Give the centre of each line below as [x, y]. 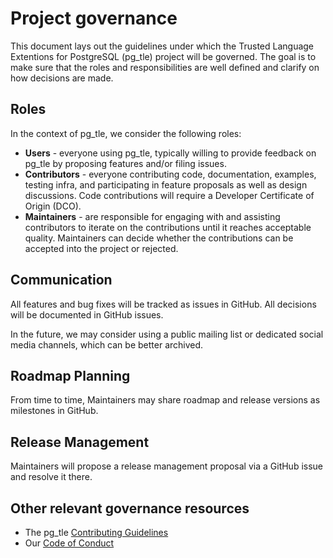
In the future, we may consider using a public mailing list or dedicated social [167, 334]
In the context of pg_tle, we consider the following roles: [126, 133]
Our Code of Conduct [69, 543]
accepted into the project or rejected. [101, 248]
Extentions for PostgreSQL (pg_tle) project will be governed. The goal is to [163, 56]
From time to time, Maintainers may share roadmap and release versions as [165, 400]
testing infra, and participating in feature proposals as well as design [166, 184]
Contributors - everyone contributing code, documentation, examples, [170, 174]
